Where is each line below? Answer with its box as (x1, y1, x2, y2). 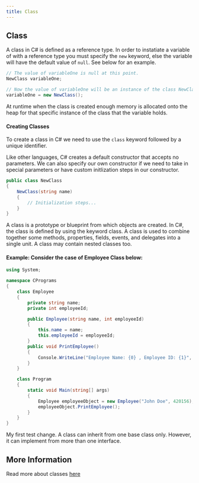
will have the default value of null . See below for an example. (6, 59, 156, 66)
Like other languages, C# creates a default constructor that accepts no (6, 153, 179, 161)
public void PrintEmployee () (27, 343, 99, 350)
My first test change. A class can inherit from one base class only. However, (6, 431, 191, 439)
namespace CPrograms (6, 278, 57, 284)
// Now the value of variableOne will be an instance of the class (6, 87, 176, 92)
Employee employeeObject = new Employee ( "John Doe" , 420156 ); (37, 398, 195, 404)
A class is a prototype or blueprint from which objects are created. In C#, (6, 222, 184, 229)
